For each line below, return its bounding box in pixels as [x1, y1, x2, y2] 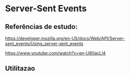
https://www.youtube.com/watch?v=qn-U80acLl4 [5, 50, 106, 56]
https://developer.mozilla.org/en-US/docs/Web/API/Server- [5, 35, 125, 41]
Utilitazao [5, 64, 35, 73]
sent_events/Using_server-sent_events [5, 41, 83, 47]
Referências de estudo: [5, 23, 78, 31]
